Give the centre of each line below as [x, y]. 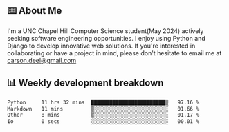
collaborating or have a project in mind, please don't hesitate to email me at [114, 53]
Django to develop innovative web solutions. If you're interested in [101, 46]
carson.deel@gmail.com [42, 60]
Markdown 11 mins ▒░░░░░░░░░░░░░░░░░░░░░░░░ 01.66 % [103, 109]
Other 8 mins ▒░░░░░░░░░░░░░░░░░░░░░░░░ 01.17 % [103, 115]
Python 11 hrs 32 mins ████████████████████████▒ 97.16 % [103, 102]
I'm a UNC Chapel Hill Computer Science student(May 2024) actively [106, 31]
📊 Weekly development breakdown [85, 83]
